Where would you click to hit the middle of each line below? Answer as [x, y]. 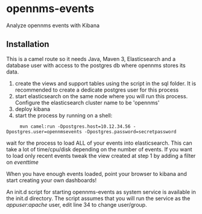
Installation [28, 44]
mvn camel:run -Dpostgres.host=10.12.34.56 [75, 126]
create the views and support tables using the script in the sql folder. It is [106, 83]
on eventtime [23, 162]
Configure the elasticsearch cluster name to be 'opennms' [87, 102]
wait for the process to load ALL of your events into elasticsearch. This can [99, 143]
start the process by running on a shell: [64, 115]
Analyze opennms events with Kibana [53, 25]
